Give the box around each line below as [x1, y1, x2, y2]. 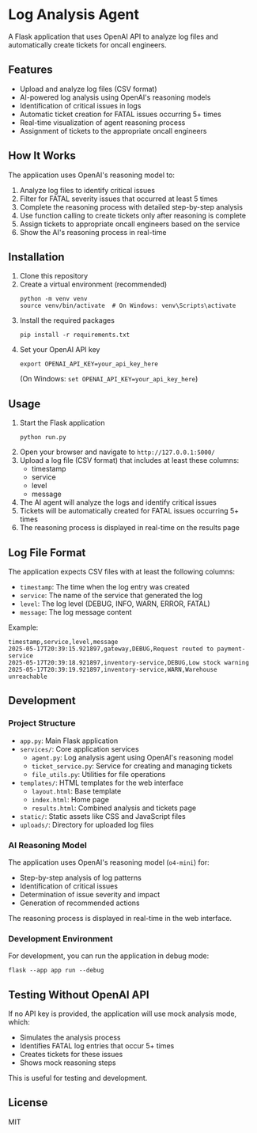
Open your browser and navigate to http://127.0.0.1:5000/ [19, 447, 215, 457]
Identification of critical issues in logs [19, 100, 142, 110]
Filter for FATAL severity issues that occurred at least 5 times [19, 194, 218, 203]
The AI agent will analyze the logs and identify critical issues [19, 498, 217, 507]
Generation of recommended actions [19, 898, 140, 908]
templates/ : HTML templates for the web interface [19, 778, 183, 787]
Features [8, 63, 53, 77]
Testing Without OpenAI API [8, 987, 149, 1002]
